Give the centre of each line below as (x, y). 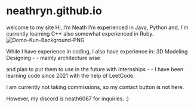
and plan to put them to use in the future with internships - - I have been (95, 69)
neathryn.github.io (54, 11)
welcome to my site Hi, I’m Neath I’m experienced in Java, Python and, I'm (97, 27)
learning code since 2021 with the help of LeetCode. (70, 75)
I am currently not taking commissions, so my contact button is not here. (95, 87)
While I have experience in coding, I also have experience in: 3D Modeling (97, 51)
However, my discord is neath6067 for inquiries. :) (68, 99)
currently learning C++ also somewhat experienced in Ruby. (80, 33)
